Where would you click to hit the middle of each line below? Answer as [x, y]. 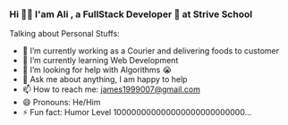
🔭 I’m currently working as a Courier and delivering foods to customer [151, 51]
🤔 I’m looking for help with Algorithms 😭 [97, 70]
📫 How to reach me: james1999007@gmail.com [111, 89]
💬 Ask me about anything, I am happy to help [105, 79]
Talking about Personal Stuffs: [65, 34]
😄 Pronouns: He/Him [61, 103]
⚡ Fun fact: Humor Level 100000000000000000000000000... [137, 112]
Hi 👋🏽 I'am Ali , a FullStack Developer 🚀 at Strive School [131, 14]
